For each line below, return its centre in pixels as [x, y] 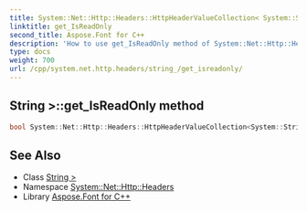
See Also [35, 155]
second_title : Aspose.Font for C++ [77, 35]
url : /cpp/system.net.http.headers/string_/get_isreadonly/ [127, 69]
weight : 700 [32, 60]
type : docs [30, 52]
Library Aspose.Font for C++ [76, 196]
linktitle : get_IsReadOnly [61, 26]
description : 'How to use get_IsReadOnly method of [110, 43]
